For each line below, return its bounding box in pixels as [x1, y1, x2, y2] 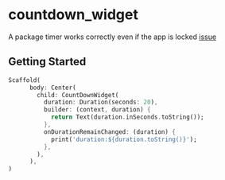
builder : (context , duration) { [43, 106, 151, 114]
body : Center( [29, 84, 77, 92]
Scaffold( [8, 76, 41, 84]
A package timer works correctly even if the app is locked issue [8, 32, 217, 41]
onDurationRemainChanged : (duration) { [43, 127, 177, 136]
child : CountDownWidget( [37, 91, 119, 99]
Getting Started [8, 55, 87, 68]
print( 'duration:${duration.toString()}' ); [50, 135, 197, 143]
